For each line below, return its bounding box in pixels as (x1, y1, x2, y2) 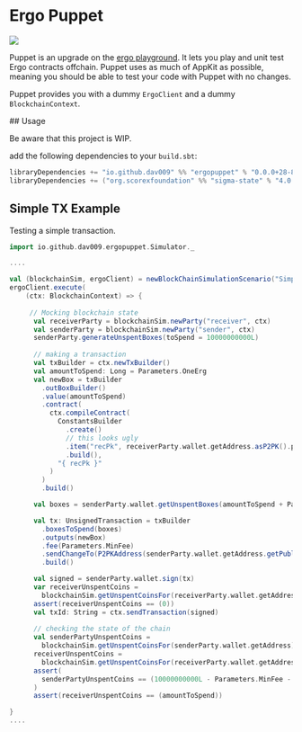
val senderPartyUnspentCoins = (32, 633, 151, 642)
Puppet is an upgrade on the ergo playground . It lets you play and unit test (9, 51, 285, 63)
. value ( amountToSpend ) (41, 392, 127, 401)
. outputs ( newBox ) (41, 532, 106, 542)
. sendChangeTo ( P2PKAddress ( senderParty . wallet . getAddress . (41, 549, 268, 558)
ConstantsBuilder (57, 417, 123, 426)
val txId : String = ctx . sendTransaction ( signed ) (32, 608, 219, 617)
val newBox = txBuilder (32, 375, 123, 384)
